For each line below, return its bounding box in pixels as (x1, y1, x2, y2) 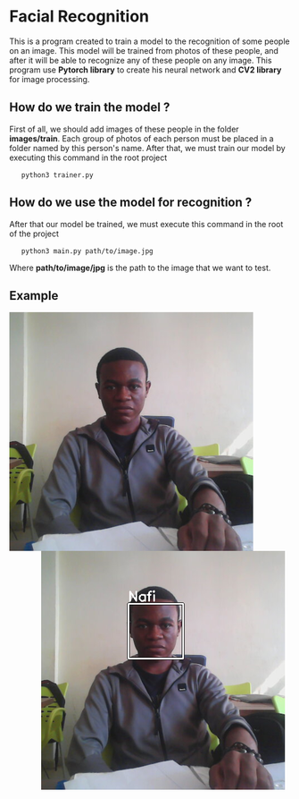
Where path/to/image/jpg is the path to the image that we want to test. (9, 262, 271, 273)
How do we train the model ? (9, 100, 170, 115)
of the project (9, 228, 60, 239)
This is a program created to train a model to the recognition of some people (9, 36, 290, 47)
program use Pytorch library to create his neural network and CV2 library (9, 64, 282, 75)
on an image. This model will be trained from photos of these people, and (9, 45, 279, 55)
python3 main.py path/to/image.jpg (21, 246, 154, 256)
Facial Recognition (9, 6, 150, 27)
